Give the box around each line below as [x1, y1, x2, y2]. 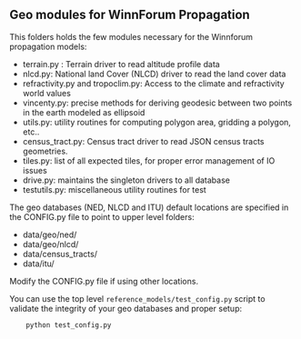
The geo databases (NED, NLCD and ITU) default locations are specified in [9, 202, 289, 213]
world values [22, 87, 71, 98]
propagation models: [9, 41, 87, 52]
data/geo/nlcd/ [22, 238, 79, 249]
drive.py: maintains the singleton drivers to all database [22, 174, 230, 185]
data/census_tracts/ [22, 248, 98, 259]
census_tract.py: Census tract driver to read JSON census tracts [22, 135, 265, 146]
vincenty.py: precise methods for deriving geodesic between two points [22, 97, 293, 108]
